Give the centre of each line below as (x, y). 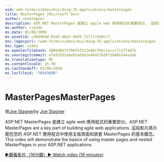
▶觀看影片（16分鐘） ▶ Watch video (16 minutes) (54, 155)
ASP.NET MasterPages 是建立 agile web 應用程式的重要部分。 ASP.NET (76, 121)
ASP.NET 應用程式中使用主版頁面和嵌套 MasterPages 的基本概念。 (90, 134)
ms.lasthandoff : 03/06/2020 (34, 69)
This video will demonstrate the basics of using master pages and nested (79, 139)
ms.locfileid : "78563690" (31, 73)
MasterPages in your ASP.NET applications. (49, 144)
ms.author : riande (24, 28)
